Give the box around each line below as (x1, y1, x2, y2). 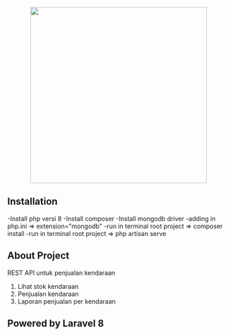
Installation (7, 196, 58, 208)
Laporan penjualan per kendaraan (17, 297, 116, 306)
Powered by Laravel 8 (7, 318, 104, 330)
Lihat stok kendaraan (17, 282, 79, 290)
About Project (7, 250, 70, 262)
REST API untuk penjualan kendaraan (7, 268, 116, 277)
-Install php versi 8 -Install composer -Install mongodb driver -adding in (7, 214, 216, 223)
